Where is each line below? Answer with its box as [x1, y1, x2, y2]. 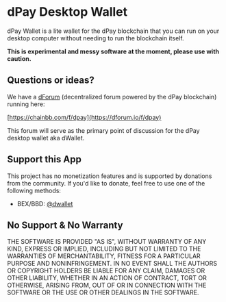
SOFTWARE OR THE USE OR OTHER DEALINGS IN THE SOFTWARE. [7, 288, 199, 297]
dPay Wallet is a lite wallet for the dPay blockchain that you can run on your [7, 27, 220, 35]
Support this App [7, 153, 82, 165]
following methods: [7, 186, 62, 194]
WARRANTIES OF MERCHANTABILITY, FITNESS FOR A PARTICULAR [7, 252, 201, 260]
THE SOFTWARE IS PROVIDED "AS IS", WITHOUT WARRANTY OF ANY [7, 238, 207, 246]
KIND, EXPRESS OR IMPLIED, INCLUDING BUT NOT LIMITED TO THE [7, 244, 201, 253]
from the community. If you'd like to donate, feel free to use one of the [7, 179, 205, 187]
